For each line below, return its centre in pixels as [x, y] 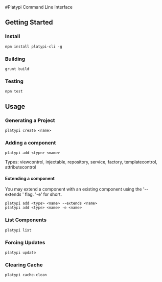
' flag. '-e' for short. [42, 194]
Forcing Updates [25, 242]
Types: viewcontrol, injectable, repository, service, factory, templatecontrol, [81, 162]
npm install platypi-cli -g [34, 47]
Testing [14, 81]
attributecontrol [21, 167]
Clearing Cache [24, 265]
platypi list [18, 230]
